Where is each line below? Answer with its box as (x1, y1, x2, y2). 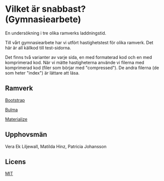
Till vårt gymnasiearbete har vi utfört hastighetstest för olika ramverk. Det (5, 39, 154, 45)
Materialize (5, 116, 28, 122)
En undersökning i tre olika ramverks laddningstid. (5, 30, 107, 36)
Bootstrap (5, 97, 26, 103)
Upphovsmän (5, 130, 48, 139)
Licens (5, 157, 26, 166)
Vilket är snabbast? (5, 3, 86, 15)
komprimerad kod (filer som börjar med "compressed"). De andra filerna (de (5, 65, 160, 71)
